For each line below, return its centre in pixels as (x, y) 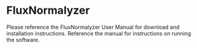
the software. (23, 40)
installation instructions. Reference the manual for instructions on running (99, 33)
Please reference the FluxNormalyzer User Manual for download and (93, 27)
